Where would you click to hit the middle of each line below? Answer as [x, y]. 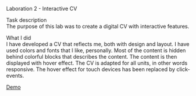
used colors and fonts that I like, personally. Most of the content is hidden [96, 50]
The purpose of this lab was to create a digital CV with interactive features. [98, 26]
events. [15, 76]
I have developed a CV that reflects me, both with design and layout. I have [98, 44]
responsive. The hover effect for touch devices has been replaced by [91, 69]
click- [183, 69]
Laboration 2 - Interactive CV [42, 9]
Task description [27, 20]
